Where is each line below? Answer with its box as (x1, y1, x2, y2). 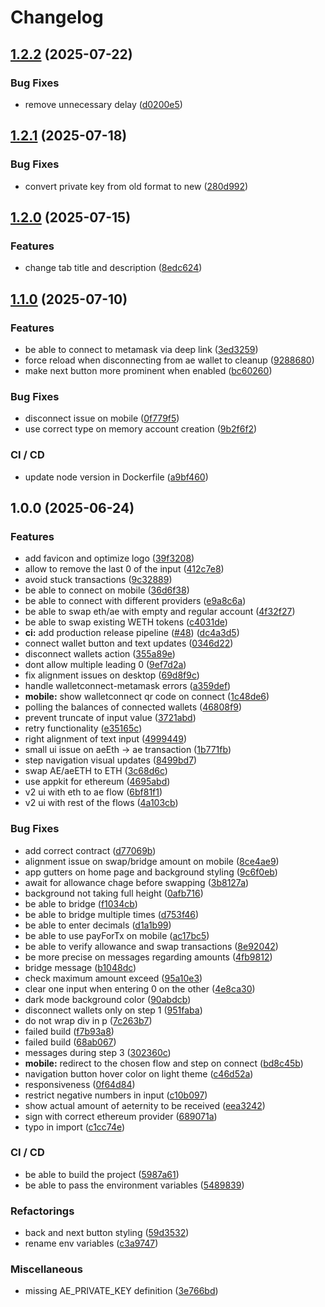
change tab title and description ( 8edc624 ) (24, 262, 203, 274)
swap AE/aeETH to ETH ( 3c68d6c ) (24, 765, 168, 777)
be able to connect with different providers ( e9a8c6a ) (24, 595, 247, 607)
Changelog (10, 6, 104, 29)
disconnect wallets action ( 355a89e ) (24, 648, 176, 660)
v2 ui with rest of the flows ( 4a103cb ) (24, 797, 179, 809)
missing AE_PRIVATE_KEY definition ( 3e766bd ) (24, 1285, 219, 1297)
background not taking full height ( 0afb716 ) (24, 887, 204, 899)
